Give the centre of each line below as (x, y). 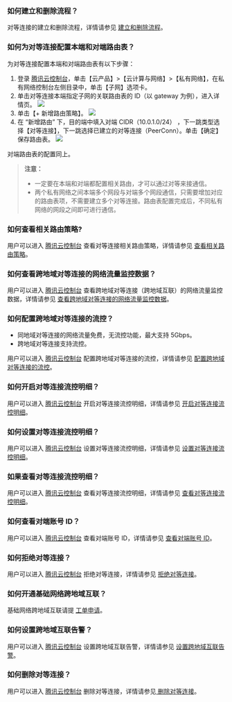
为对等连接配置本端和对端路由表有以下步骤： (71, 63)
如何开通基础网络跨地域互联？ (57, 594)
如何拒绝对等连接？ (39, 558)
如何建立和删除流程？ (43, 10)
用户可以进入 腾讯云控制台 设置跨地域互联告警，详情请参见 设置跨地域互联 (113, 646)
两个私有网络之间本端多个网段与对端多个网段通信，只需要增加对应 (128, 192)
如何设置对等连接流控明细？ (53, 432)
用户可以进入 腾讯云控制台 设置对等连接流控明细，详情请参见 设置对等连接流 (116, 449)
